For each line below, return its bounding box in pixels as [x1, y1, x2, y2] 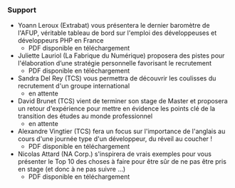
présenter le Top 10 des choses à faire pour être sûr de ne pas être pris [17, 157, 226, 166]
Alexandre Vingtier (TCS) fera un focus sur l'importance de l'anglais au [17, 127, 226, 136]
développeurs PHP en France [17, 36, 104, 45]
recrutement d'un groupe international [17, 82, 130, 90]
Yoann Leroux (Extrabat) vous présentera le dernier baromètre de [17, 21, 210, 30]
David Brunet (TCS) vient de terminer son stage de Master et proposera [17, 97, 228, 105]
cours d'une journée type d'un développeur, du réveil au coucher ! [17, 135, 212, 143]
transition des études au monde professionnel [17, 112, 153, 120]
